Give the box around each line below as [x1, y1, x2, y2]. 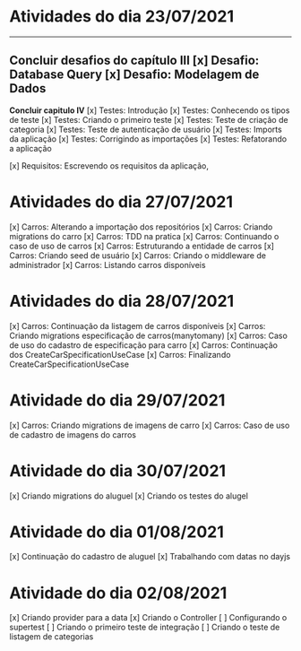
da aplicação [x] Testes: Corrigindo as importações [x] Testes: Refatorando [9, 133, 288, 144]
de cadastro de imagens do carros [9, 429, 137, 440]
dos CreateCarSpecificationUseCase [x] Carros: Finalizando [9, 349, 231, 360]
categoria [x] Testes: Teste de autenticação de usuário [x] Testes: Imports [9, 124, 282, 135]
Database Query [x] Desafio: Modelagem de [9, 67, 260, 82]
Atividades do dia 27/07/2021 [9, 191, 233, 212]
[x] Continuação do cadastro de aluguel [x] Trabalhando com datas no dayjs [9, 551, 291, 562]
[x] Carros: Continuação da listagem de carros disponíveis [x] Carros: [9, 320, 266, 331]
